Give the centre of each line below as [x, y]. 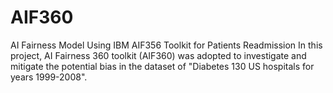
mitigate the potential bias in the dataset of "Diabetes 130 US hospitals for [162, 66]
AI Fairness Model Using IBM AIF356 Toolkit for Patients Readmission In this [166, 45]
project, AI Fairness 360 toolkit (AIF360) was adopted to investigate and [158, 55]
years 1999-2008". [49, 77]
